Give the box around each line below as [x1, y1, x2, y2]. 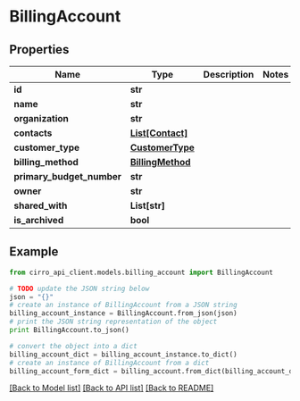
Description [203, 69, 254, 80]
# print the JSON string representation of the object [9, 317, 218, 327]
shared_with [13, 199, 68, 212]
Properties [9, 42, 70, 57]
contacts [13, 127, 53, 139]
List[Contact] [129, 127, 188, 139]
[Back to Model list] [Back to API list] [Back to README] [9, 382, 214, 394]
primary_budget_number [13, 171, 122, 182]
